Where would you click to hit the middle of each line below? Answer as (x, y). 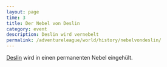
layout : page (23, 12)
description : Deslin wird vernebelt (53, 35)
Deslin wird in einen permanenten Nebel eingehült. (70, 58)
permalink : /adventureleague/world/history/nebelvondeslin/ (84, 40)
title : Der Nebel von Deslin (43, 23)
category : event (27, 29)
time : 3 (16, 18)
